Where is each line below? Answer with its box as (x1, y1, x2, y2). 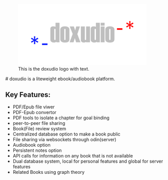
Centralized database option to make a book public (12, 131, 121, 137)
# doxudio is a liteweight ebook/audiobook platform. (5, 76, 115, 82)
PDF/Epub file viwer (12, 104, 55, 110)
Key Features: (5, 91, 51, 99)
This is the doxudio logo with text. (18, 65, 90, 72)
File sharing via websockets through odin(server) (12, 137, 117, 143)
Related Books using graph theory (12, 169, 85, 175)
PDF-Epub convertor (12, 109, 57, 116)
